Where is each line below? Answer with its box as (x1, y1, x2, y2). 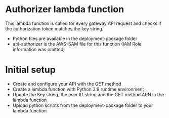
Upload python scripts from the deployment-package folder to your (12, 102, 153, 108)
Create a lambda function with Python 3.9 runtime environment (12, 86, 144, 92)
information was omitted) (12, 46, 65, 52)
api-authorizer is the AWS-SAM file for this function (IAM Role (12, 41, 142, 47)
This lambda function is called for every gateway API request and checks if (5, 20, 162, 26)
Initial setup (5, 64, 56, 75)
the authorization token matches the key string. (5, 25, 104, 31)
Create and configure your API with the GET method (12, 81, 121, 87)
